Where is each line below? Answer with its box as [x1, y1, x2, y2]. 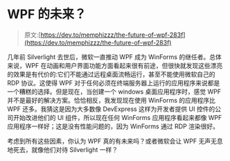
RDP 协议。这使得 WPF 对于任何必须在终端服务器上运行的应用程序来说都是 [7, 78, 220, 87]
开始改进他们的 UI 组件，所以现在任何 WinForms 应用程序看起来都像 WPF [12, 113, 222, 121]
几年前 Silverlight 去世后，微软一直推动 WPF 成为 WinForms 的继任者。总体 [7, 53, 222, 61]
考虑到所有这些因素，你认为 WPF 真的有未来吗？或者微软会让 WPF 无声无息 [7, 137, 223, 145]
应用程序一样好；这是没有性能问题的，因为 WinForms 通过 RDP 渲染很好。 [7, 122, 220, 130]
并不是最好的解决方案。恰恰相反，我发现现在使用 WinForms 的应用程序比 [7, 96, 216, 104]
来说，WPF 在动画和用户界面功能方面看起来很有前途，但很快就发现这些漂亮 [7, 61, 223, 69]
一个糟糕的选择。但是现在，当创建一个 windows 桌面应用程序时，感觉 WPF [7, 87, 222, 96]
